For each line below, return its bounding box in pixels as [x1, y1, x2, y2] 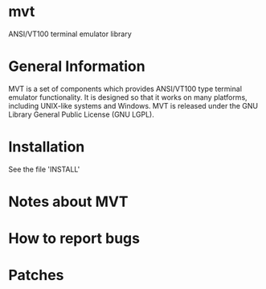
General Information [8, 57, 146, 76]
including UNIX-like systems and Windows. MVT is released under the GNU [8, 101, 259, 110]
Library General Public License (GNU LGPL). [8, 109, 154, 119]
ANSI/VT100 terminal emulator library [8, 29, 133, 39]
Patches [8, 266, 64, 284]
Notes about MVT [8, 192, 129, 211]
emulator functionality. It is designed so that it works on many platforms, [8, 92, 248, 102]
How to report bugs [8, 229, 141, 248]
